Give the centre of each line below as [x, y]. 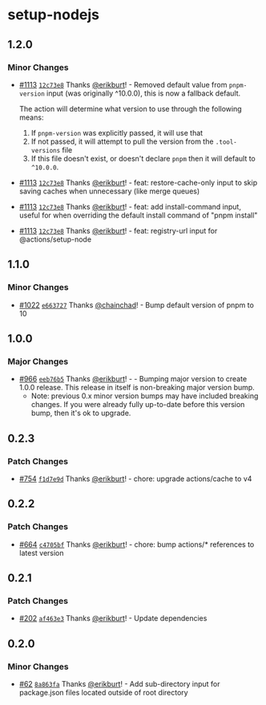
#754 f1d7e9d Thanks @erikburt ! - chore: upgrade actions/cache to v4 [135, 479]
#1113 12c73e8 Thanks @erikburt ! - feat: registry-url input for [118, 230]
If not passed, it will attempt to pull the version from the [122, 141]
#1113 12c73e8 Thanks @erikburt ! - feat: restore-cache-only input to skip [138, 182]
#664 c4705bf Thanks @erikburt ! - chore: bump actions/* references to [137, 544]
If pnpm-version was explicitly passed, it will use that [117, 132]
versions [46, 150]
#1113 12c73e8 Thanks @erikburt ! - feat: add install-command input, [130, 206]
